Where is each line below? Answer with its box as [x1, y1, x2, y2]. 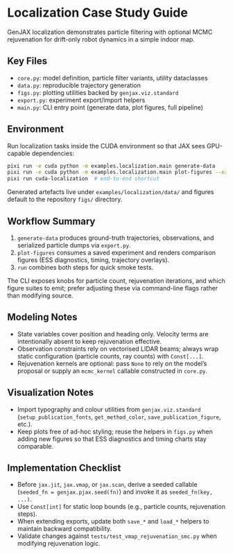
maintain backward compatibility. [17, 525, 112, 533]
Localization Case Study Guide [7, 5, 189, 21]
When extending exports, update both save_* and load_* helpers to [17, 517, 209, 526]
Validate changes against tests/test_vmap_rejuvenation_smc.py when [17, 532, 217, 540]
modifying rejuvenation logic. [17, 539, 101, 548]
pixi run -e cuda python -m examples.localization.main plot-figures [7, 168, 213, 176]
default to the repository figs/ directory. [7, 196, 123, 204]
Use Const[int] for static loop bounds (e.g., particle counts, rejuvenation [17, 503, 225, 511]
